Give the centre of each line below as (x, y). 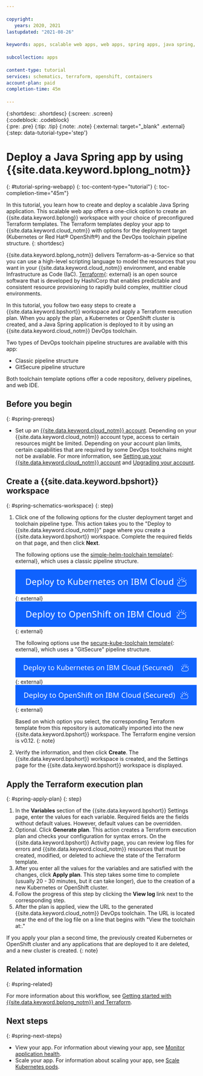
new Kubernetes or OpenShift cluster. (62, 887)
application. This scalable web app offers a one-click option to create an (96, 211)
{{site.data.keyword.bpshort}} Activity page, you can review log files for (105, 842)
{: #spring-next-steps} (34, 1036)
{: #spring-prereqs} (31, 418)
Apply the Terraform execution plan (75, 784)
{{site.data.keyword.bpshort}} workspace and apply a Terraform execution (99, 312)
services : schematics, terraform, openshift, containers (79, 76)
